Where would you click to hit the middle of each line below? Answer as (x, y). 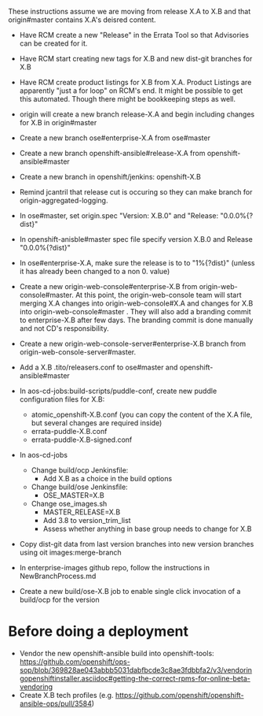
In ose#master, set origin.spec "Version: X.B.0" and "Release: (119, 215)
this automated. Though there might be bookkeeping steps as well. (128, 99)
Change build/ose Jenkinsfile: (79, 487)
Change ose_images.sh (69, 504)
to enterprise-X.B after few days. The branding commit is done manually (136, 320)
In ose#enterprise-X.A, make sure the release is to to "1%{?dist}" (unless (137, 263)
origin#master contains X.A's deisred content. (82, 20)
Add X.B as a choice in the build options (108, 479)
